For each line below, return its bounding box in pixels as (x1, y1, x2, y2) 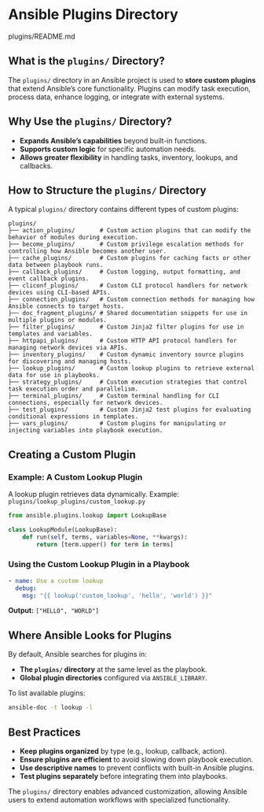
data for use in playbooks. (8, 372, 101, 380)
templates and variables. (8, 330, 93, 338)
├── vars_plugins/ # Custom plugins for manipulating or (8, 420, 226, 428)
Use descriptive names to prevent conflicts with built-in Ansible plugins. (19, 762, 255, 773)
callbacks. (19, 161, 53, 170)
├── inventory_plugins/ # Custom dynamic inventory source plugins (8, 350, 244, 359)
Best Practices (8, 725, 81, 739)
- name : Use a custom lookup (8, 577, 104, 584)
